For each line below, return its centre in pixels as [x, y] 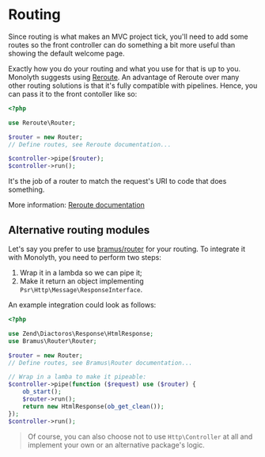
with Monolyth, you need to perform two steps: [85, 257]
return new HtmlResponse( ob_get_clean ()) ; [93, 406]
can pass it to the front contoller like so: [73, 93]
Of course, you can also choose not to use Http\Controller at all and [140, 436]
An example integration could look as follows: [82, 305]
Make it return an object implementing [81, 281]
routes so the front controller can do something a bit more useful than [122, 44]
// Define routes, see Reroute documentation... [90, 144]
